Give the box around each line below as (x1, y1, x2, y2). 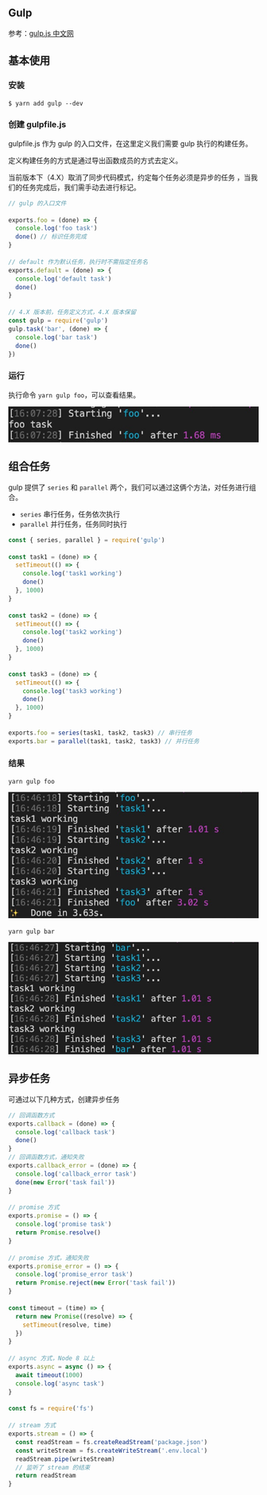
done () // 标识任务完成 (15, 233, 87, 241)
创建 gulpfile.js (8, 119, 67, 130)
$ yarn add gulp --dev (8, 99, 83, 107)
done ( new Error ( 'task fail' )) (15, 1178, 115, 1187)
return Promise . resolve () (15, 1229, 102, 1237)
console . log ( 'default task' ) (15, 274, 112, 283)
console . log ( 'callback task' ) (15, 1128, 115, 1136)
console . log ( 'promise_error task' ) (15, 1271, 133, 1279)
